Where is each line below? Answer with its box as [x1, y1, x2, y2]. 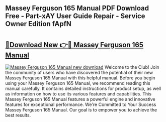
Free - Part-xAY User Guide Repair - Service [5, 12, 145, 21]
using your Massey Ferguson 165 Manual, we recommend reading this [5, 80, 150, 86]
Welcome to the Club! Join [104, 64, 159, 70]
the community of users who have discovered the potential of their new [5, 70, 153, 75]
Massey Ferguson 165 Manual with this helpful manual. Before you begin [5, 75, 155, 81]
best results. [5, 112, 31, 118]
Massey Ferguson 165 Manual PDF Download [5, 4, 149, 13]
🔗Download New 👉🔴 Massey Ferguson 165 [5, 40, 144, 49]
